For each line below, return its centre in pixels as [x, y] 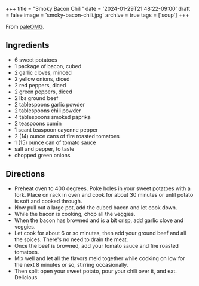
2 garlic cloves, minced [43, 72]
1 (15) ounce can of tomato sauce [55, 142]
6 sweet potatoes [36, 60]
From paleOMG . [25, 27]
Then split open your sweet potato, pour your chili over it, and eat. [96, 271]
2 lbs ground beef [36, 98]
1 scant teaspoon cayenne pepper [56, 130]
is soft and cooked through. [48, 201]
